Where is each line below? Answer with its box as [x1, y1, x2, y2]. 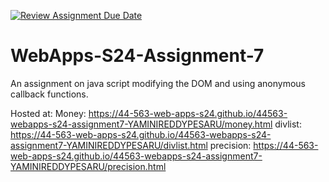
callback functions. [10, 88, 89, 100]
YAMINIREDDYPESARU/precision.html [10, 160, 167, 172]
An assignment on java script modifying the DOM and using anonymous [10, 77, 306, 89]
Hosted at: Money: [10, 107, 87, 119]
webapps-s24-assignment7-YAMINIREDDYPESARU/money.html [10, 118, 273, 130]
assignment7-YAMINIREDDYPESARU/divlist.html [10, 139, 208, 151]
